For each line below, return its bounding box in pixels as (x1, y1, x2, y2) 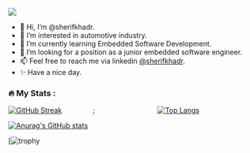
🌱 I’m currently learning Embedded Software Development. (19, 39, 212, 48)
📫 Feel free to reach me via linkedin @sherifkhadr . (19, 56, 186, 65)
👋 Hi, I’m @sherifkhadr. (19, 22, 95, 32)
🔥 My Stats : (8, 88, 56, 99)
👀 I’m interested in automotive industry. (19, 31, 148, 39)
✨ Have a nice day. (19, 68, 82, 76)
